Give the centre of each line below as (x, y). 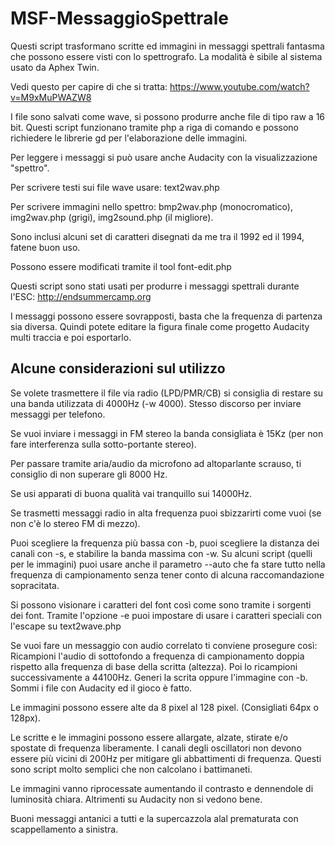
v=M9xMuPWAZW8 (51, 97)
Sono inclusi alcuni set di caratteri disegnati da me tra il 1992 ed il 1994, (157, 236)
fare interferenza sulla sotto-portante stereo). (103, 444)
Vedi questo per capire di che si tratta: (89, 86)
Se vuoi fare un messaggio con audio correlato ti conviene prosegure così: (164, 645)
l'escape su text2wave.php (66, 626)
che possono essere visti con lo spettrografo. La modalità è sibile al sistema (166, 56)
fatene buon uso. (45, 247)
